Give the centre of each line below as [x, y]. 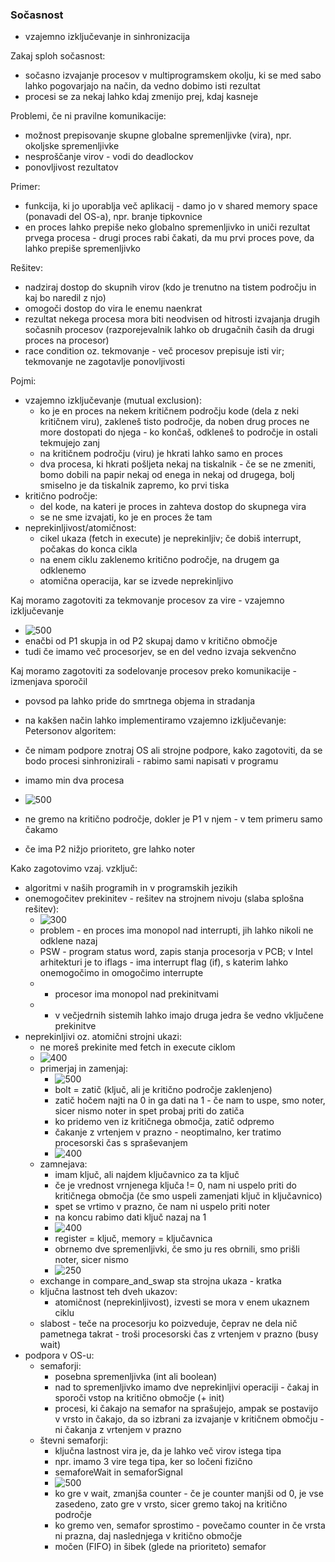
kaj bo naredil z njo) [65, 298]
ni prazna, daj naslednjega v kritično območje [148, 1536]
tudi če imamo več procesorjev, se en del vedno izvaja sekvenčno [160, 652]
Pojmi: [23, 381]
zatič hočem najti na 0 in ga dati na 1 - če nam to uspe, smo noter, [190, 1100]
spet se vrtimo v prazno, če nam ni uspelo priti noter [162, 1207]
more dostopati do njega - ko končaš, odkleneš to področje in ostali [178, 432]
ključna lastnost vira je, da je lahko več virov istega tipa [168, 1451]
